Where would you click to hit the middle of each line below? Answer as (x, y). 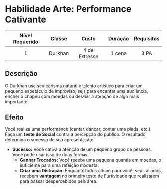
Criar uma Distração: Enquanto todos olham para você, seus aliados (90, 170)
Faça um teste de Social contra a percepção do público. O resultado (75, 134)
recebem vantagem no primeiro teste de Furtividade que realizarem (89, 176)
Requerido (26, 42)
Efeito (14, 117)
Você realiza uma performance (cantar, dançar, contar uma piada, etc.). (78, 129)
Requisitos (146, 38)
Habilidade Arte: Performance (68, 9)
